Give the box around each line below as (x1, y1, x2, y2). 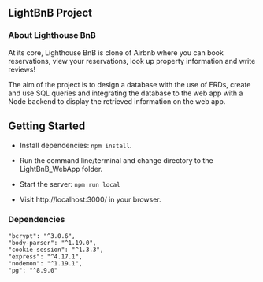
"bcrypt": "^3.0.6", (8, 232, 76, 239)
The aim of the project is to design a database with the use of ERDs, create (8, 80, 251, 89)
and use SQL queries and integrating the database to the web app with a (8, 88, 243, 98)
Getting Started (8, 120, 86, 133)
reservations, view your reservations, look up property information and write (8, 56, 256, 65)
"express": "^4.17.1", (8, 252, 83, 261)
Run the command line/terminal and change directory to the (19, 155, 214, 165)
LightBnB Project (8, 6, 93, 20)
